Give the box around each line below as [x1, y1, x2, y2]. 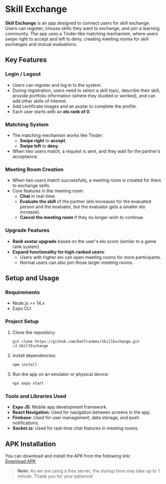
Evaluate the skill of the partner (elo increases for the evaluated [19, 199, 152, 205]
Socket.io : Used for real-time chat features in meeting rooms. [12, 425, 139, 431]
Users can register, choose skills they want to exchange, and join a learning [5, 25, 160, 31]
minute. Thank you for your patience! [17, 473, 93, 480]
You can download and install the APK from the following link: [5, 453, 131, 459]
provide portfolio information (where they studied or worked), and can [12, 92, 156, 98]
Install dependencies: [12, 353, 57, 359]
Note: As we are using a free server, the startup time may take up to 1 [17, 468, 160, 474]
